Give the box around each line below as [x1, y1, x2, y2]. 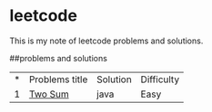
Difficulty [140, 73, 180, 86]
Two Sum [28, 88, 70, 100]
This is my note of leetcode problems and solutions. [9, 35, 204, 46]
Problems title [28, 73, 88, 86]
